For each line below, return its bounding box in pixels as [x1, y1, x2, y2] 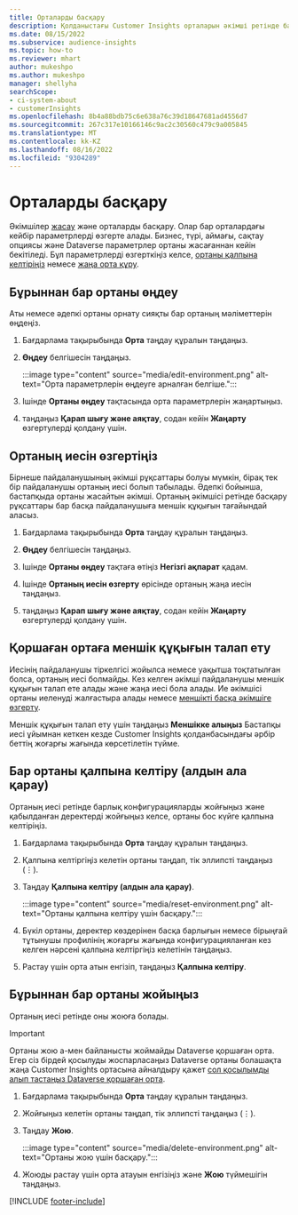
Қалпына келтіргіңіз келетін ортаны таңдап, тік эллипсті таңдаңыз [21, 854, 273, 865]
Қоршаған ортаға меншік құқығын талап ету [9, 641, 271, 656]
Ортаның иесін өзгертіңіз [9, 448, 158, 463]
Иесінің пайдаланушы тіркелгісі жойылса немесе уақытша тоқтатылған [9, 664, 281, 675]
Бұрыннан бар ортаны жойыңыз [9, 987, 200, 1003]
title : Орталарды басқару [9, 12, 105, 22]
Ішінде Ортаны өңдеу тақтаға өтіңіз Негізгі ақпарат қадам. [21, 562, 248, 572]
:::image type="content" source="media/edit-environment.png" [21, 370, 255, 380]
